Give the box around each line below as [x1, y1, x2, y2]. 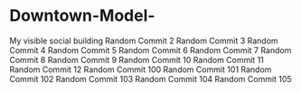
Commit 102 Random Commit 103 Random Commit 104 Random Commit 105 [9, 73, 292, 84]
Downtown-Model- [9, 5, 155, 26]
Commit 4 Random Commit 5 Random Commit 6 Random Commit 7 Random [9, 44, 292, 55]
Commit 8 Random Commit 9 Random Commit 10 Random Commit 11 [9, 54, 265, 65]
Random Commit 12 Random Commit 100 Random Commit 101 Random [9, 64, 272, 75]
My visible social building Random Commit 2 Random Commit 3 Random [9, 35, 278, 46]
